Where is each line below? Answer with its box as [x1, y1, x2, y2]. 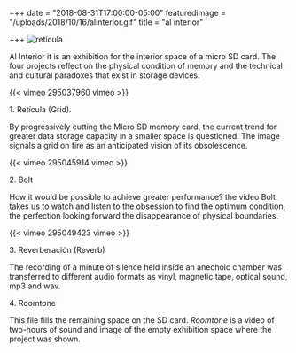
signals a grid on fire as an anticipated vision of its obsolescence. [9, 141, 248, 150]
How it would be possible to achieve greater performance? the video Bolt [9, 192, 277, 202]
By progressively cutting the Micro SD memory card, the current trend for [9, 121, 277, 132]
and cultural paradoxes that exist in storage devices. [9, 70, 200, 81]
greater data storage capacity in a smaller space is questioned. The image [9, 131, 281, 141]
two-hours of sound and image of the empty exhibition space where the [9, 325, 272, 334]
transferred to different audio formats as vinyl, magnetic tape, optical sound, [9, 272, 288, 281]
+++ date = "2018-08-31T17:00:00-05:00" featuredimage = [9, 8, 227, 18]
